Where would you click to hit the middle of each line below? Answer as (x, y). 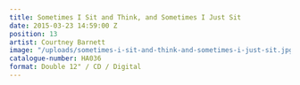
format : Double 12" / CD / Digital (75, 67)
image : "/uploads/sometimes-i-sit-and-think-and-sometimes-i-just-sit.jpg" (153, 50)
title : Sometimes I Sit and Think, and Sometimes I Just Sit (125, 17)
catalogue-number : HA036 (55, 58)
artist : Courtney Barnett (57, 42)
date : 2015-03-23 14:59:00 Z (63, 26)
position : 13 (33, 34)
